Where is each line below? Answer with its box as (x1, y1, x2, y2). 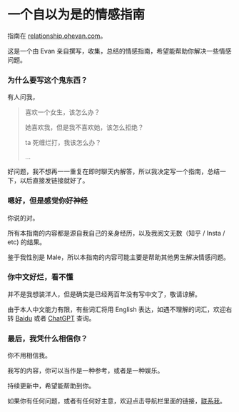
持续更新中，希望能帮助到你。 (7, 381, 95, 390)
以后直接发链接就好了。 (19, 176, 89, 185)
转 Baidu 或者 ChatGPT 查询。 (7, 313, 96, 322)
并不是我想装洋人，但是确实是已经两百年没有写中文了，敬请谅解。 (7, 290, 201, 298)
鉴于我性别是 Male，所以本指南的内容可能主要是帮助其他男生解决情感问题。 (7, 253, 230, 261)
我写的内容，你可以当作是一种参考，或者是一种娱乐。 (7, 366, 164, 375)
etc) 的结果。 (7, 237, 46, 246)
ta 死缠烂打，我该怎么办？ (24, 139, 102, 147)
